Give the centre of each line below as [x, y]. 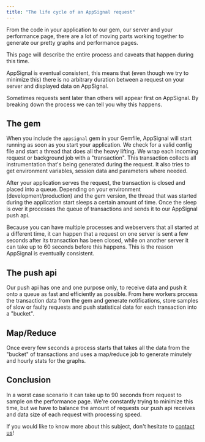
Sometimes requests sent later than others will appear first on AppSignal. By [102, 98]
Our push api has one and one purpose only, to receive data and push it [97, 288]
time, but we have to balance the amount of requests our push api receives [101, 408]
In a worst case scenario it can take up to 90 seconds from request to [94, 395]
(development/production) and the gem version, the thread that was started [102, 196]
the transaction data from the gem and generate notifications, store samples [102, 301]
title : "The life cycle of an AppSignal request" [71, 12]
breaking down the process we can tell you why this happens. [84, 104]
